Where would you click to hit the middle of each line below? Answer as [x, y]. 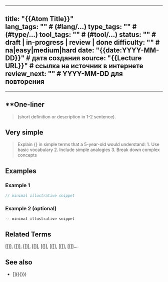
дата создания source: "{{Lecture [87, 58]
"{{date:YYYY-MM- [127, 50]
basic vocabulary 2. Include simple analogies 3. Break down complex [88, 150]
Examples [21, 171]
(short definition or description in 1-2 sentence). [66, 116]
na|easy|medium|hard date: [50, 50]
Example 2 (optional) [31, 208]
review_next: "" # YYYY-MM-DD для [64, 74]
